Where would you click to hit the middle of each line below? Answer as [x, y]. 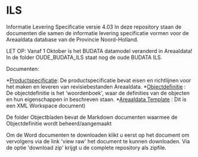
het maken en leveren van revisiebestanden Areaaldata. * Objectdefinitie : [96, 86]
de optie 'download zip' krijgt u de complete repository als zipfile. [86, 147]
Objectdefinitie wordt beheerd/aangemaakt [59, 123]
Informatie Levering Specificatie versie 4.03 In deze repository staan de [94, 27]
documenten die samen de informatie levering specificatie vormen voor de [98, 33]
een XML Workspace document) [46, 105]
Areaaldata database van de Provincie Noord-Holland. [72, 39]
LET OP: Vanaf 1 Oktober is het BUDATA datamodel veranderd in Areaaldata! [99, 51]
